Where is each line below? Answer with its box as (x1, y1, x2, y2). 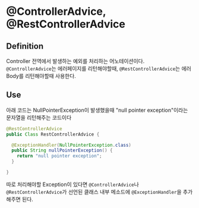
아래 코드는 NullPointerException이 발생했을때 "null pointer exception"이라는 (6, 106, 188, 114)
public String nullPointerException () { (11, 147, 113, 153)
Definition (6, 41, 43, 51)
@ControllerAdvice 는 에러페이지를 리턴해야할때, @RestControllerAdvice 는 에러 (6, 65, 191, 72)
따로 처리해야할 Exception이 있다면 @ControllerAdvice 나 (6, 181, 140, 188)
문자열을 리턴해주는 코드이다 (6, 114, 72, 121)
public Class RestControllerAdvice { (6, 131, 100, 137)
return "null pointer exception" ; (17, 153, 102, 159)
